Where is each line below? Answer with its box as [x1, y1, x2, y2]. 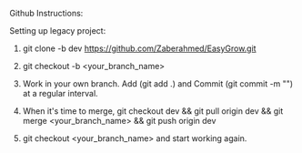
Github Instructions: [9, 8, 84, 18]
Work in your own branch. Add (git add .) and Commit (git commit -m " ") [22, 78, 294, 89]
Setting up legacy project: [9, 25, 106, 36]
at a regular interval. [22, 88, 98, 98]
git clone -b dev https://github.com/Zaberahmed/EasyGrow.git [22, 43, 257, 54]
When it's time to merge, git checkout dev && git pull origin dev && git [22, 106, 284, 117]
